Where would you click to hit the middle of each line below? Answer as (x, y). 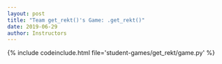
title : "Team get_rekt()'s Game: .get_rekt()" (76, 20)
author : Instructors (37, 33)
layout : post (26, 14)
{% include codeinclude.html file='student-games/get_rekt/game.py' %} (111, 53)
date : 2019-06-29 (32, 26)
